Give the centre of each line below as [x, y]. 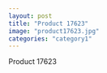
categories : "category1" [50, 39]
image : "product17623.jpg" [54, 31]
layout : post [30, 16]
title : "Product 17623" [49, 24]
